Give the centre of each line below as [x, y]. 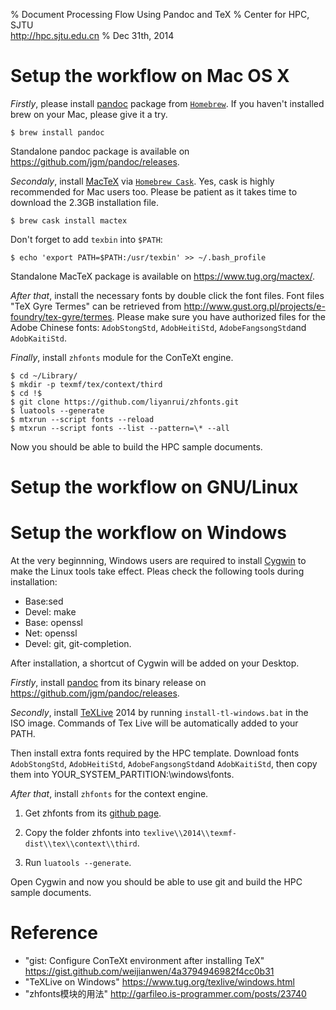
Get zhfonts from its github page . [93, 813]
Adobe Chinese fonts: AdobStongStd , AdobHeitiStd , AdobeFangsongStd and [158, 327]
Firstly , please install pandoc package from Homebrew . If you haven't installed [167, 103]
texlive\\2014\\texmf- [189, 834]
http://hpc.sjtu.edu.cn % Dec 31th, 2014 [92, 35]
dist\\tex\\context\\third [81, 844]
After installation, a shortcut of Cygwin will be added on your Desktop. [155, 663]
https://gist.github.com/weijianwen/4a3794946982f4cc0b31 [149, 971]
